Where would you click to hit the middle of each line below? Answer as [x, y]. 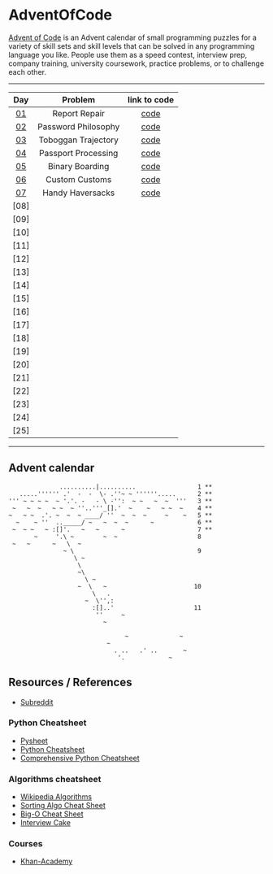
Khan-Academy [46, 861]
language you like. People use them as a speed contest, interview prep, [128, 54]
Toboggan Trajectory [79, 140]
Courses [26, 844]
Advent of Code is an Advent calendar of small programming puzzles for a [133, 37]
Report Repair [79, 113]
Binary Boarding [78, 166]
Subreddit [37, 702]
